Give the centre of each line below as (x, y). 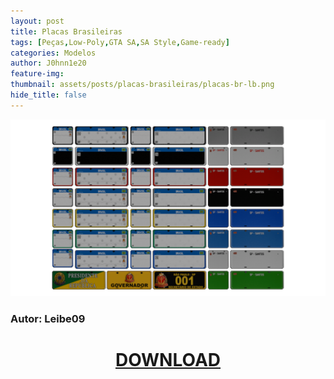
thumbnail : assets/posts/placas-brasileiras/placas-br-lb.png (142, 85)
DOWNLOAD (168, 360)
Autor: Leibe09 (48, 319)
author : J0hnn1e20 (48, 63)
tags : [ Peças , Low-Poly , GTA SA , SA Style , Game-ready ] (120, 42)
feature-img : (37, 74)
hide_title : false (48, 95)
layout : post (37, 21)
